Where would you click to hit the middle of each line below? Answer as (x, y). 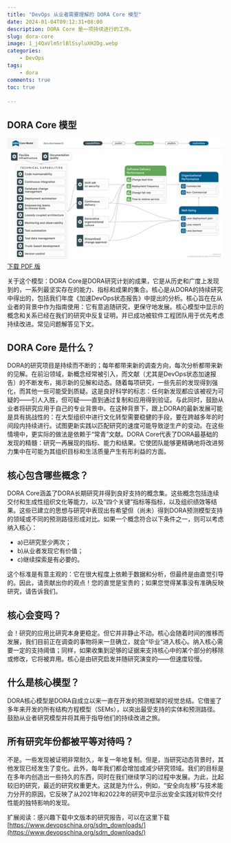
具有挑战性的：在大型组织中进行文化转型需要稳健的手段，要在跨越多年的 (115, 417)
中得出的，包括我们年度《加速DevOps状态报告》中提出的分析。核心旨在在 (112, 298)
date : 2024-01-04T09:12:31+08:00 (55, 22)
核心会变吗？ (34, 615)
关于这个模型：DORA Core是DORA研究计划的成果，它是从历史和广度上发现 (113, 281)
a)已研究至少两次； (44, 542)
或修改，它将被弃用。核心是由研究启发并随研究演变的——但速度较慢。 (107, 659)
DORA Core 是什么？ (51, 347)
